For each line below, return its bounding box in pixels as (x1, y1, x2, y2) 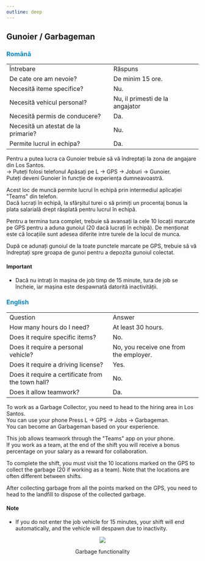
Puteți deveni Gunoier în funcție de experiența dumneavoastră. (6, 174, 164, 182)
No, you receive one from (112, 343, 185, 351)
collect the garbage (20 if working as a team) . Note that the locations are (6, 466, 190, 473)
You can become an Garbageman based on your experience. (6, 423, 160, 430)
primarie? (9, 129, 37, 138)
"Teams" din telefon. (6, 193, 58, 200)
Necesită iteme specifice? (9, 85, 84, 93)
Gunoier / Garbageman (6, 32, 96, 42)
